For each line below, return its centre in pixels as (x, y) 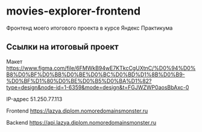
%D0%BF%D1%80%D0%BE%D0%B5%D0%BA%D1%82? (79, 81)
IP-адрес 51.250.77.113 (34, 99)
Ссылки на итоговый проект (62, 47)
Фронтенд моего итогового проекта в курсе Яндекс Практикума (90, 28)
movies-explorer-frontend (73, 11)
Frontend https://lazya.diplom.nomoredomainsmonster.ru (77, 111)
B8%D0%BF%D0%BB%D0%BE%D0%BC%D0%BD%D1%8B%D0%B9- (96, 74)
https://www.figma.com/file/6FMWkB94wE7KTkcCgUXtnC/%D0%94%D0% (101, 68)
